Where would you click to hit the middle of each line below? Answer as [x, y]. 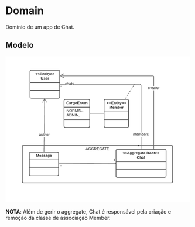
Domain [25, 11]
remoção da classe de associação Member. [58, 218]
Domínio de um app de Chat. [40, 27]
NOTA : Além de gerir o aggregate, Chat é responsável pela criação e [88, 212]
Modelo [20, 45]
